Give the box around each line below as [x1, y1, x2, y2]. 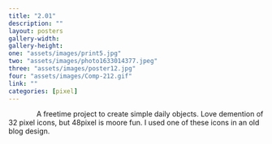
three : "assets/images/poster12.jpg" [8, 65, 136, 73]
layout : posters [8, 27, 63, 35]
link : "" [8, 79, 38, 87]
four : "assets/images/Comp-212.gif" [8, 72, 132, 80]
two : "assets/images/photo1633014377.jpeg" [8, 57, 158, 66]
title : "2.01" [8, 11, 57, 20]
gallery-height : [8, 42, 63, 50]
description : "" [8, 19, 63, 28]
